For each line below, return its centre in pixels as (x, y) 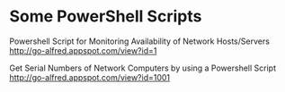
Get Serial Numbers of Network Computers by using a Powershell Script (143, 68)
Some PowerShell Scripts (106, 17)
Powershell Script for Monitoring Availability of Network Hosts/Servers (139, 41)
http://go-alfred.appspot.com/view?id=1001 (90, 77)
